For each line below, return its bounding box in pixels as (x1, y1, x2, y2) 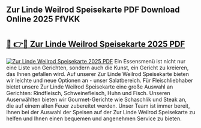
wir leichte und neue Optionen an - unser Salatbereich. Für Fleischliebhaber (6, 77, 193, 84)
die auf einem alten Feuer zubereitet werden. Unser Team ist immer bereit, (6, 102, 190, 109)
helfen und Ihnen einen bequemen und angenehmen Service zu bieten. (6, 115, 182, 122)
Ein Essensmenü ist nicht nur (114, 58, 186, 65)
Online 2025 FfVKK (6, 14, 80, 25)
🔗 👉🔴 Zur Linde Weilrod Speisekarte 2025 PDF (6, 39, 185, 49)
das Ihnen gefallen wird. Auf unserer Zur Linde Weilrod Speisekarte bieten (6, 71, 189, 77)
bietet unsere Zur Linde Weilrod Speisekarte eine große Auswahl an (6, 83, 173, 90)
